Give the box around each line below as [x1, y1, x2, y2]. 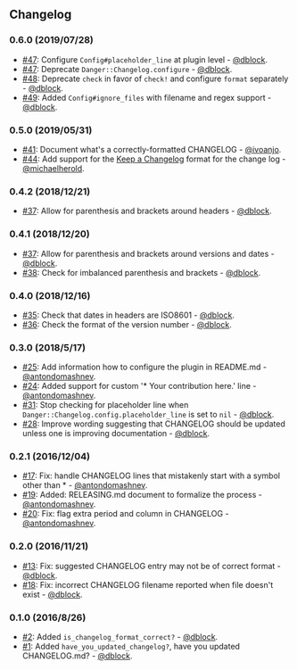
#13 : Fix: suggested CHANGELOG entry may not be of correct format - [21, 560, 281, 571]
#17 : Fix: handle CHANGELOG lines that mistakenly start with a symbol [21, 470, 281, 481]
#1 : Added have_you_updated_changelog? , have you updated [21, 641, 241, 652]
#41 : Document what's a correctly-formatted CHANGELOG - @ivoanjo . [21, 144, 282, 154]
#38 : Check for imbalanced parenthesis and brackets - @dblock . [21, 267, 261, 277]
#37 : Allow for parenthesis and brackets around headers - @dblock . [21, 205, 272, 217]
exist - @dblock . [21, 589, 83, 600]
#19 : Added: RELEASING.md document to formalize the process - [21, 490, 263, 500]
